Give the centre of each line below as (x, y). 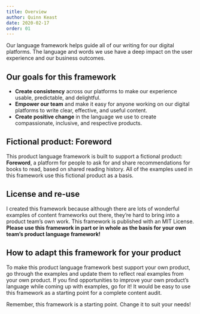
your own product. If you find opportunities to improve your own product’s (98, 280)
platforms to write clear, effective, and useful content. (81, 111)
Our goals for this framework (61, 77)
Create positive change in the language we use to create (86, 117)
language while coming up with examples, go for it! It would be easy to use (99, 286)
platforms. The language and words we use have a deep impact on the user (99, 52)
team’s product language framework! (53, 234)
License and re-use (43, 194)
